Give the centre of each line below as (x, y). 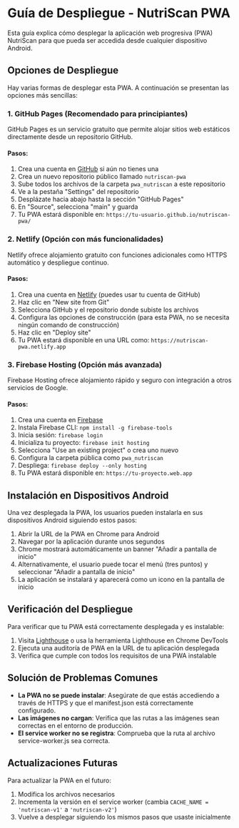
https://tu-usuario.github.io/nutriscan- (168, 215)
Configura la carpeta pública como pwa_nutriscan (91, 458)
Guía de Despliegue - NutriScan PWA (119, 13)
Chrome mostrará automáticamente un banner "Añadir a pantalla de (117, 549)
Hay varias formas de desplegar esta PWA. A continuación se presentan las (118, 88)
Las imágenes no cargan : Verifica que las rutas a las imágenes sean (118, 717)
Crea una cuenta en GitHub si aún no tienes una (88, 169)
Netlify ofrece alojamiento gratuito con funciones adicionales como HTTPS (117, 255)
